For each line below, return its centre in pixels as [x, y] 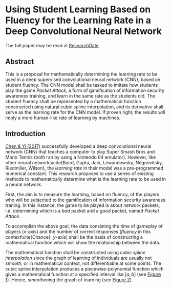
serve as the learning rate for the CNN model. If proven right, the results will [85, 112]
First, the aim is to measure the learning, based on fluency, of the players [82, 194]
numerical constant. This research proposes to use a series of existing [80, 174]
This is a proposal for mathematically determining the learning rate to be [81, 74]
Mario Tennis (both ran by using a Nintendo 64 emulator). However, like [81, 157]
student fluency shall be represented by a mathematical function [73, 101]
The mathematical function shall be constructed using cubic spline [76, 252]
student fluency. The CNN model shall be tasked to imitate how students [82, 85]
